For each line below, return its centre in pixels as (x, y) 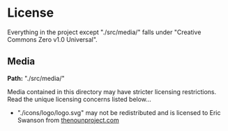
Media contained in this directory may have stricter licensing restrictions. (112, 91)
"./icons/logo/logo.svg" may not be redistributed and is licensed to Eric (119, 112)
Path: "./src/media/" (36, 78)
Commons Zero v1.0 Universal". (52, 39)
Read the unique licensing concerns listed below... (79, 99)
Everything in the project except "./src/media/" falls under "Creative (104, 32)
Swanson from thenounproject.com (68, 120)
